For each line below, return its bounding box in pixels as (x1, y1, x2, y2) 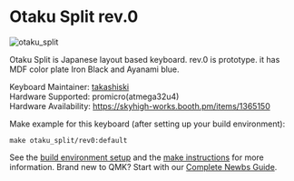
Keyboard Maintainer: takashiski (9, 81, 130, 92)
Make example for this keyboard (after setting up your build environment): (9, 118, 286, 129)
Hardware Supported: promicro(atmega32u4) (9, 91, 180, 102)
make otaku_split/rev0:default (9, 136, 128, 145)
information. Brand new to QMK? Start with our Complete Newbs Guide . (9, 161, 278, 172)
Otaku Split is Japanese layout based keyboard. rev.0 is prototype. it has (9, 54, 280, 65)
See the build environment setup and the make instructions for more (9, 152, 265, 163)
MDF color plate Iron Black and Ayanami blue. (9, 64, 180, 75)
